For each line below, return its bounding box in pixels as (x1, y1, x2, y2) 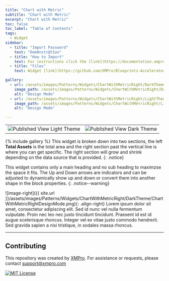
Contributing (5, 242, 46, 250)
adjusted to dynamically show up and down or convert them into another (5, 175, 156, 181)
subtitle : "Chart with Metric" (5, 12, 71, 17)
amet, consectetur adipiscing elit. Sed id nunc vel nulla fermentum (5, 206, 142, 212)
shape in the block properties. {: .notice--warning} (5, 180, 110, 187)
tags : (5, 31, 17, 36)
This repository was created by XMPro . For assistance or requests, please (5, 255, 159, 261)
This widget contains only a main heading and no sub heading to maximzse (5, 164, 161, 171)
